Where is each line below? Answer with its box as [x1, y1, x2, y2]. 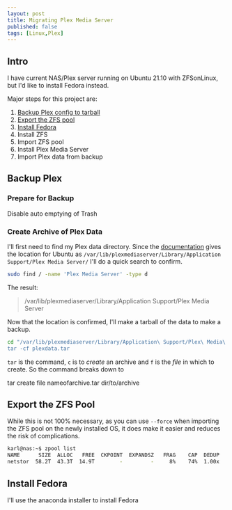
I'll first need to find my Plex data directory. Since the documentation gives [7, 243, 222, 251]
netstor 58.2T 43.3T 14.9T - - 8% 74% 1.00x [7, 459, 219, 465]
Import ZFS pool [17, 138, 64, 146]
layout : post [7, 10, 45, 17]
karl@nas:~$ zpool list [7, 445, 77, 452]
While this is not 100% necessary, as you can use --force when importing [7, 417, 219, 425]
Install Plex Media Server [17, 145, 89, 154]
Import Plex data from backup [17, 152, 103, 161]
